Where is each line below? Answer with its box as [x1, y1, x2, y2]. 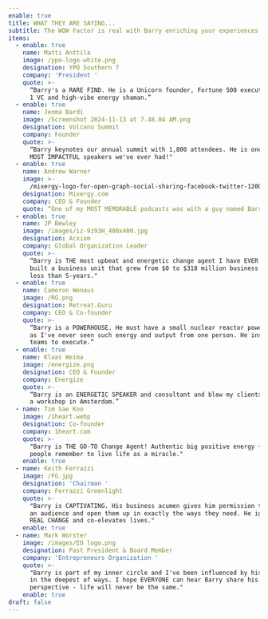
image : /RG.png [22, 294, 73, 302]
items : [8, 34, 30, 42]
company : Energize [22, 375, 84, 383]
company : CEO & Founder [22, 197, 102, 205]
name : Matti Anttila [22, 49, 91, 57]
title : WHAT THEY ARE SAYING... [8, 19, 116, 27]
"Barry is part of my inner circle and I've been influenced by [29, 569, 248, 577]
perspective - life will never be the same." [29, 584, 183, 592]
